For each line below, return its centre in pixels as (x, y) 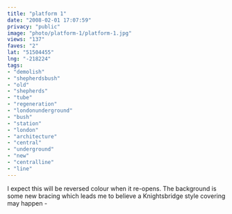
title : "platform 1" (37, 14)
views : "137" (26, 40)
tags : (15, 65)
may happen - (27, 203)
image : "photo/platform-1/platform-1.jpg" (69, 33)
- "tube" (20, 98)
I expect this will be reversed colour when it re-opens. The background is (112, 188)
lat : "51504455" (31, 53)
